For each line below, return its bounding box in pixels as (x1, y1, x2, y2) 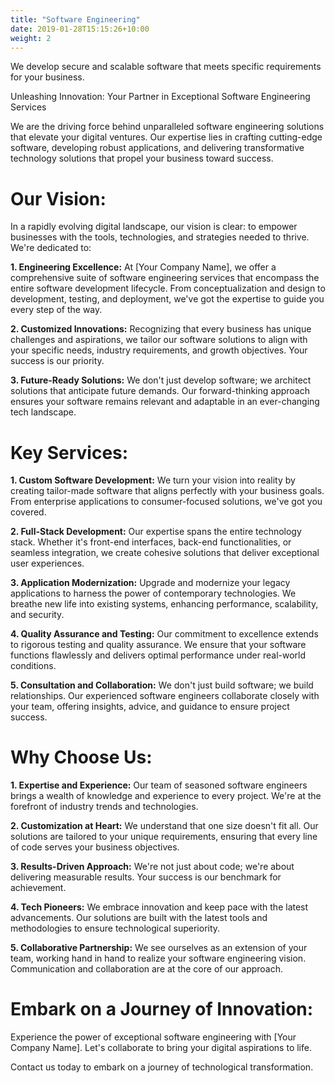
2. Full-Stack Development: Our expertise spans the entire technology (10, 526, 302, 538)
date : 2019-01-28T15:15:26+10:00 (10, 24, 150, 34)
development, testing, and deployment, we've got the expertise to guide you (10, 293, 325, 305)
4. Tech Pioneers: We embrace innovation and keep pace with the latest (10, 901, 309, 913)
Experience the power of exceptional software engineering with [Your (10, 1031, 297, 1043)
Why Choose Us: (10, 746, 153, 769)
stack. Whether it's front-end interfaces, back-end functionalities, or (10, 536, 292, 548)
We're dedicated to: (10, 242, 92, 254)
